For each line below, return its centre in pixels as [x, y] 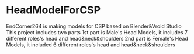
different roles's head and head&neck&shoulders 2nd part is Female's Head [97, 38]
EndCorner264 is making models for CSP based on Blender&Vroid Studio [94, 26]
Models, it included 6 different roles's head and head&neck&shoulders [91, 45]
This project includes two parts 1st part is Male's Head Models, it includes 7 [97, 32]
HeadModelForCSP [53, 10]
